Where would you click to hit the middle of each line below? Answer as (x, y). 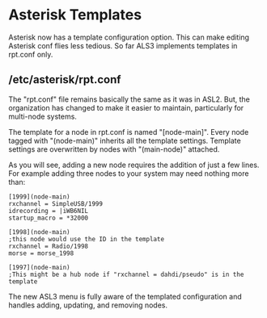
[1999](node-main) (39, 197)
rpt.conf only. (31, 54)
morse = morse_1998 (41, 253)
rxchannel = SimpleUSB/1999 (56, 203)
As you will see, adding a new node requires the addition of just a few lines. (134, 165)
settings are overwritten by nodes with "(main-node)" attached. (114, 149)
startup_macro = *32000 (49, 218)
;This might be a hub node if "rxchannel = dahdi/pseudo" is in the (126, 274)
